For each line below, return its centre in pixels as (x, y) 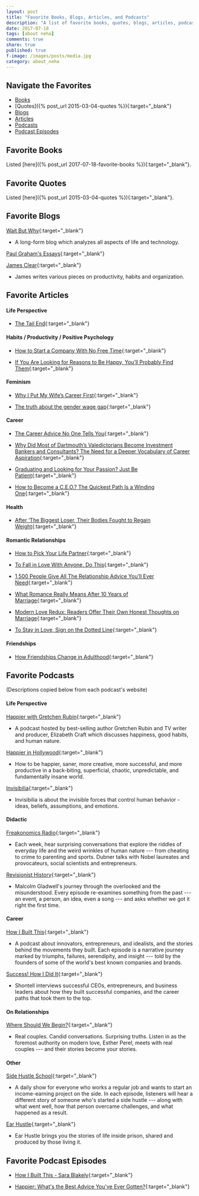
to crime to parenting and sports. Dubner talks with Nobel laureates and (102, 856)
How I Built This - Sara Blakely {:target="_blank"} (74, 1175)
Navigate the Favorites (49, 85)
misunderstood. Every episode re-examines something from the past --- (103, 892)
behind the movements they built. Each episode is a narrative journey (99, 950)
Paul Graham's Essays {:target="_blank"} (55, 253)
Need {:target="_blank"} (44, 583)
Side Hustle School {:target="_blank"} (52, 1076)
